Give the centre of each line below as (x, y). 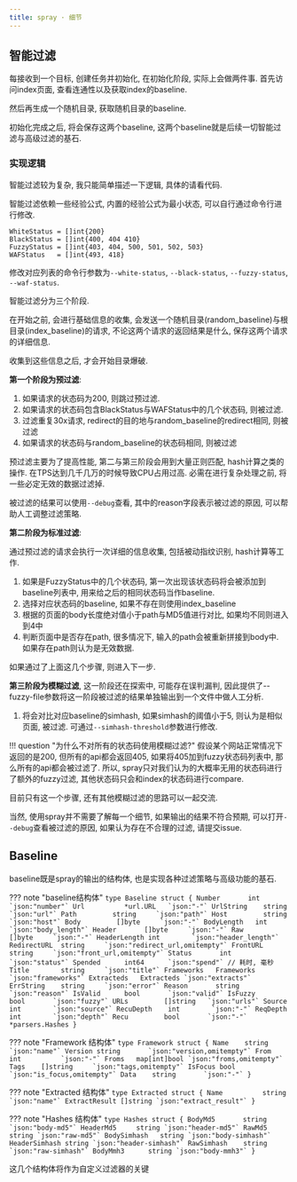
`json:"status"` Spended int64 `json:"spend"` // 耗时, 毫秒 (142, 962)
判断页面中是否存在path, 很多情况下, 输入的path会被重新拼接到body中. (150, 636)
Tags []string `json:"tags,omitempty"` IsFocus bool (123, 1067)
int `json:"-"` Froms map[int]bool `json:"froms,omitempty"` (146, 1059)
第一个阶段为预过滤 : (46, 379)
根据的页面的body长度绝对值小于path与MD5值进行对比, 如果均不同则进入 (155, 614)
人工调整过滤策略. (49, 513)
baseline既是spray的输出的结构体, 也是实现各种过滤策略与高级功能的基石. (143, 879)
